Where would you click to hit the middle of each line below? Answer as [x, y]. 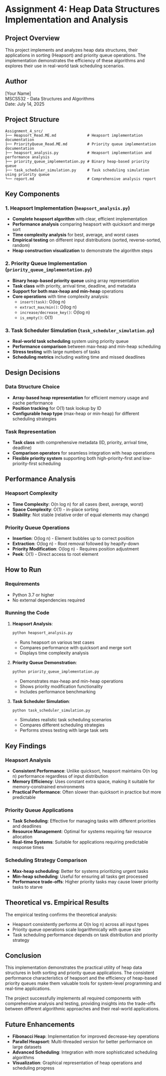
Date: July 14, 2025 [25, 104]
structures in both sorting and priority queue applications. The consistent [80, 973]
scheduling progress [33, 1068]
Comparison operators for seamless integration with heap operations [83, 453]
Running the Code [27, 613]
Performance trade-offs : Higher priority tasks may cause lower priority [85, 882]
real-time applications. [28, 989]
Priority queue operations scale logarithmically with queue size [77, 929]
